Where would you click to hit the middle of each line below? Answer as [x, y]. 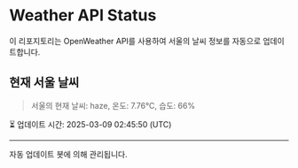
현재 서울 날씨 [44, 83]
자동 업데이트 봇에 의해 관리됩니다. [68, 154]
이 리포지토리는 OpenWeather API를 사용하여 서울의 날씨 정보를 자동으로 [135, 41]
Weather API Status [83, 15]
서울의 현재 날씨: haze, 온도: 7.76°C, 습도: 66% [113, 105]
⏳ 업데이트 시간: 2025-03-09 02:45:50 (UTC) [90, 124]
